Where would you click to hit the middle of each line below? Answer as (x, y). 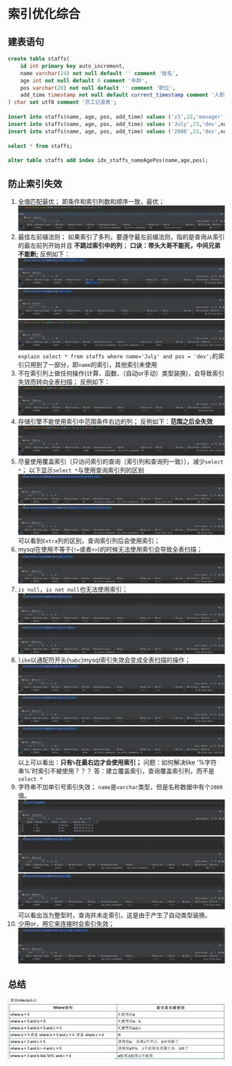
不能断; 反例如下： (44, 254)
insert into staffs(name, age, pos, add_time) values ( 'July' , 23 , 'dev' (113, 124)
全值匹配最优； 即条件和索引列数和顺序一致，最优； (91, 201)
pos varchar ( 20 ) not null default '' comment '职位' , (98, 88)
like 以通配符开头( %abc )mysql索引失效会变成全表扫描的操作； (104, 660)
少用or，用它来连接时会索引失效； (66, 923)
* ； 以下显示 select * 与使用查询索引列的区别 (81, 470)
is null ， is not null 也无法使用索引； (73, 589)
